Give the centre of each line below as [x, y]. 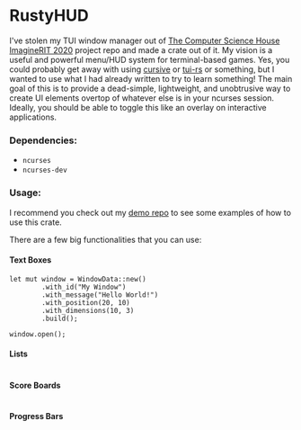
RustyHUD [49, 16]
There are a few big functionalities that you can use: [106, 239]
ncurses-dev [44, 170]
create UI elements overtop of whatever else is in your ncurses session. [142, 98]
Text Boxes [31, 260]
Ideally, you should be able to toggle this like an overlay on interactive [138, 107]
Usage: [26, 193]
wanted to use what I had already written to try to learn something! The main [151, 78]
